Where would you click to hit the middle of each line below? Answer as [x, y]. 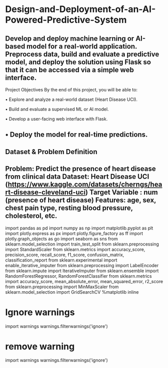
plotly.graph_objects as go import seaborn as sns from [61, 238]
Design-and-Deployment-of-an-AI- [80, 9]
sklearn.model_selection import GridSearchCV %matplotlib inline [72, 292]
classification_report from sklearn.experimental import [61, 260]
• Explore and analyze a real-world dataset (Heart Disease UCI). [71, 99]
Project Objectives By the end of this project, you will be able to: [71, 90]
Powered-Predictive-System [66, 20]
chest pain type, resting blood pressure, [69, 208]
